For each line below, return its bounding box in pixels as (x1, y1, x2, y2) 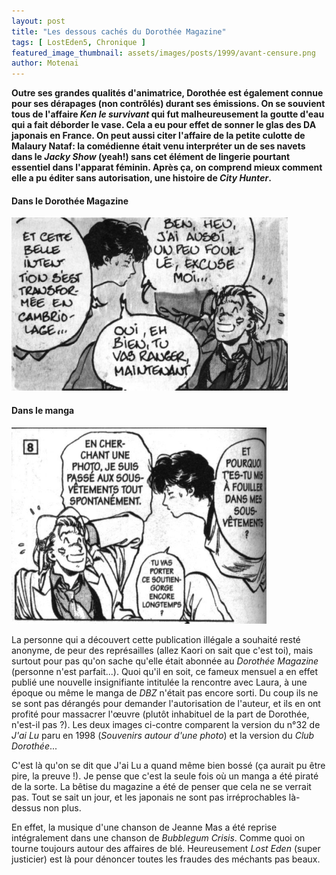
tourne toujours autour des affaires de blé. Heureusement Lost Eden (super (11, 842, 321, 854)
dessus (11, 801, 42, 814)
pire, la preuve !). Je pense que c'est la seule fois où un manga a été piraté (11, 770, 319, 782)
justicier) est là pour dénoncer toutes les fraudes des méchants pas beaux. (11, 853, 321, 865)
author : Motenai (11, 58, 79, 69)
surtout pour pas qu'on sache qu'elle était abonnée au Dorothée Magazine (11, 655, 319, 667)
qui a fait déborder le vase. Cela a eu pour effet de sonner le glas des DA (11, 119, 317, 131)
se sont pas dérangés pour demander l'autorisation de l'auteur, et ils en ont (11, 697, 321, 709)
